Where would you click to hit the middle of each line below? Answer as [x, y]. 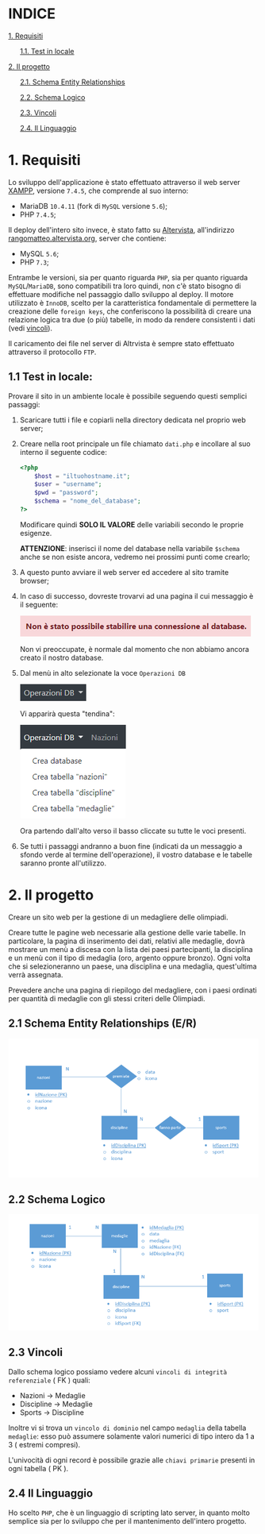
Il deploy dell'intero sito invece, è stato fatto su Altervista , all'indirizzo [121, 229]
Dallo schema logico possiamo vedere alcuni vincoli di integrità [118, 1371]
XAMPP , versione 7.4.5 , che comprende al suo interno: [98, 191]
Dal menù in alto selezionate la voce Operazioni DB [103, 673]
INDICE [32, 14]
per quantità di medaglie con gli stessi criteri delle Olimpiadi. [107, 998]
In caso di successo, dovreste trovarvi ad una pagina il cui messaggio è [136, 595]
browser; [35, 580]
